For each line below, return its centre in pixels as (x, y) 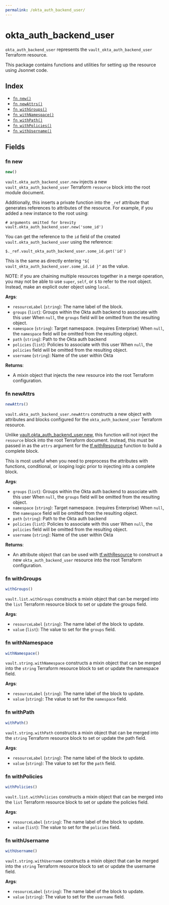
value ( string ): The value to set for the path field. (64, 763)
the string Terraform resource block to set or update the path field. (76, 738)
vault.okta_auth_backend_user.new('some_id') (54, 227)
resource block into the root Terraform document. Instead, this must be (80, 440)
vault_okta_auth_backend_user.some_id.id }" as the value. (67, 266)
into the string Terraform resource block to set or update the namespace (82, 668)
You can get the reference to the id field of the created (63, 236)
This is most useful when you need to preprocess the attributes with (77, 461)
